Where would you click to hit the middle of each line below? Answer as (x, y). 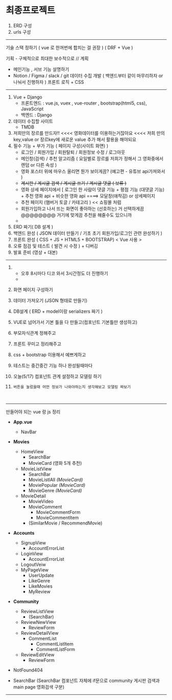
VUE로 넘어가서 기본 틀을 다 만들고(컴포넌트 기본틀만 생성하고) (75, 322)
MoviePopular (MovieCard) (57, 485)
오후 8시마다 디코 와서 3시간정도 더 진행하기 (65, 273)
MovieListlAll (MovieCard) (56, 480)
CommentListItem (55, 644)
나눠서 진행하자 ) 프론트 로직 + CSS (48, 82)
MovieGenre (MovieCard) (55, 490)
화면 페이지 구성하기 (33, 289)
